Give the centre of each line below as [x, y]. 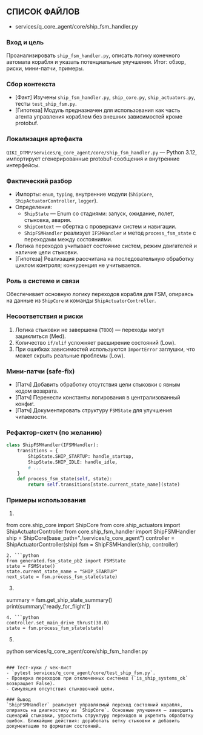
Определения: [34, 207]
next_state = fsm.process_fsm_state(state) [62, 577]
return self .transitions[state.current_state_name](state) [104, 485]
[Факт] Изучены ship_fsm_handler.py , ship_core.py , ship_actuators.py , [105, 97]
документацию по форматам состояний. [54, 726]
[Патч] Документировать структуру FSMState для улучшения [94, 410]
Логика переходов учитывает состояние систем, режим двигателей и [106, 246]
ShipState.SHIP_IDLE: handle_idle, [73, 462]
